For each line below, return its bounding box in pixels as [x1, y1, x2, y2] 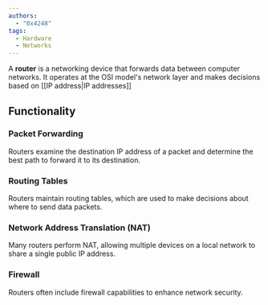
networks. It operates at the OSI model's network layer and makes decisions [8, 72, 261, 82]
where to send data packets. [8, 202, 103, 212]
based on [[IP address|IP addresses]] [8, 81, 132, 91]
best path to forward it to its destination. [8, 155, 140, 165]
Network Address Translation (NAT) [8, 222, 151, 233]
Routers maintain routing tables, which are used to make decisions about [8, 194, 249, 204]
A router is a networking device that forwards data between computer [8, 64, 241, 73]
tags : [8, 27, 26, 35]
